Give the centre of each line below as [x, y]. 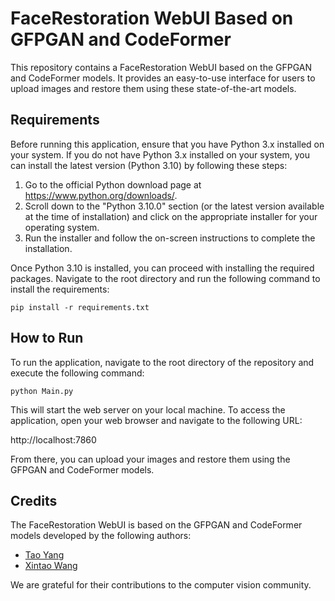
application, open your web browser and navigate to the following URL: [156, 420]
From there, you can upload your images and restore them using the [150, 459]
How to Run [47, 338]
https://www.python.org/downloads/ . [101, 195]
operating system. [62, 227]
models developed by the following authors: [101, 536]
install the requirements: [60, 289]
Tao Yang [44, 555]
